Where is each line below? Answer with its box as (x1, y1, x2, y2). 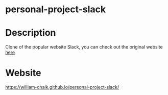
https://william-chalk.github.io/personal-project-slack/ (5, 84, 119, 90)
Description (5, 27, 56, 39)
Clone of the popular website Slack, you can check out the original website (5, 44, 163, 50)
